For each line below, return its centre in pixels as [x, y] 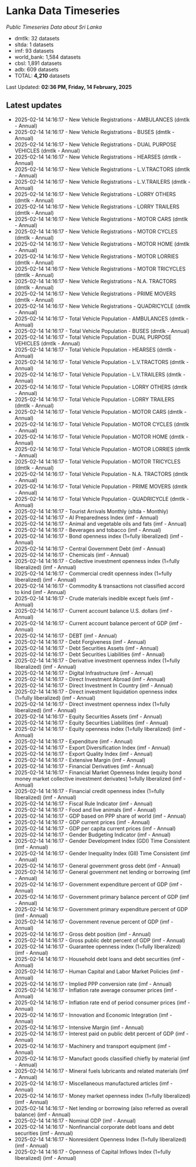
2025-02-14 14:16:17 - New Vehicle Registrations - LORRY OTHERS [95, 194]
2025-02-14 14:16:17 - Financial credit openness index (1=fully [90, 791]
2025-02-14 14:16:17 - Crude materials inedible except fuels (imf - [94, 598]
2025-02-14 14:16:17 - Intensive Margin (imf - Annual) [79, 1027]
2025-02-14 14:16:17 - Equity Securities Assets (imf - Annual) [88, 716]
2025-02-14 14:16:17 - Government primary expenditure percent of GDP [101, 909]
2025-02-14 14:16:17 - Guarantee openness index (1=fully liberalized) [98, 946]
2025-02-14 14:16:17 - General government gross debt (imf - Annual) [97, 866]
